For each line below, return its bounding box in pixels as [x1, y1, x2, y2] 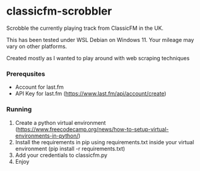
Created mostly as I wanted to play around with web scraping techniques [6, 54, 190, 61]
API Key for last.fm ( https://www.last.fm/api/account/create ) [15, 90, 166, 97]
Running [6, 105, 32, 114]
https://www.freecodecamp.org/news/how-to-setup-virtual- [17, 125, 169, 133]
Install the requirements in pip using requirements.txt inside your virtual [15, 138, 195, 145]
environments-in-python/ [15, 132, 79, 139]
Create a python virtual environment [15, 119, 106, 126]
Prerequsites [6, 69, 46, 78]
